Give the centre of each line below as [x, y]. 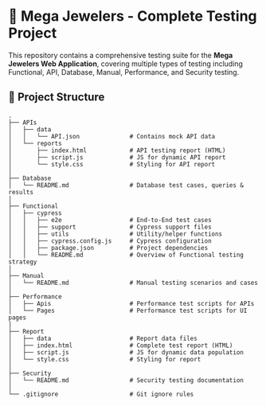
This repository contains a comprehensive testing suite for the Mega [121, 55]
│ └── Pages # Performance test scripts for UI [128, 310]
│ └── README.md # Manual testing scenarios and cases [133, 283]
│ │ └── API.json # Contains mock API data [112, 136]
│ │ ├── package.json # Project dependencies [108, 248]
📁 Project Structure [57, 98]
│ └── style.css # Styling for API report [112, 164]
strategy [23, 262]
